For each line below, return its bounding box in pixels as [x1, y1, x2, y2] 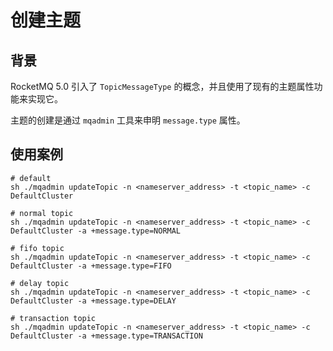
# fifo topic [10, 243, 65, 253]
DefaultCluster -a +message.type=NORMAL [10, 226, 182, 236]
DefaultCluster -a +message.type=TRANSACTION [10, 331, 203, 341]
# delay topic [10, 278, 70, 288]
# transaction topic [10, 313, 97, 323]
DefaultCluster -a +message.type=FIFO [10, 261, 172, 271]
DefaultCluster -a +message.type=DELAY [10, 296, 177, 306]
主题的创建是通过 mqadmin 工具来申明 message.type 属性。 [10, 114, 246, 126]
